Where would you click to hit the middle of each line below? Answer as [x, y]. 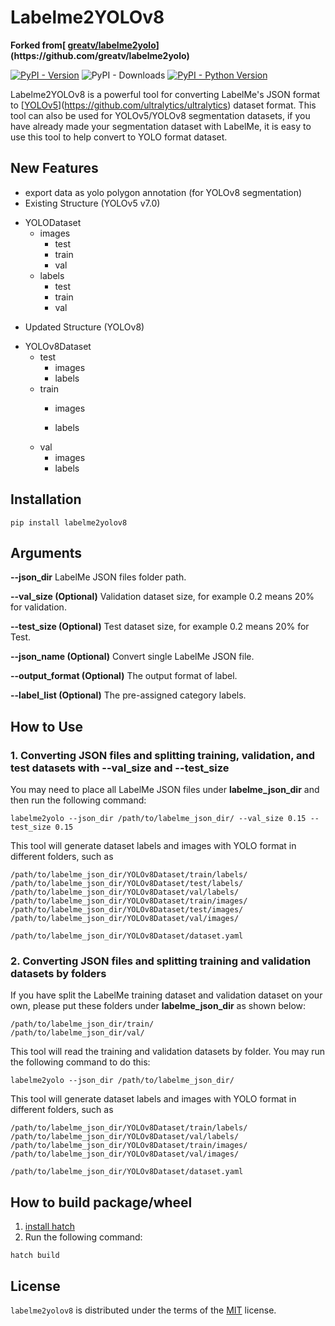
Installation [46, 499]
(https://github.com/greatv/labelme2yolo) [100, 55]
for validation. [38, 607]
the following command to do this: [80, 1062]
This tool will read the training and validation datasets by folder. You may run [168, 1052]
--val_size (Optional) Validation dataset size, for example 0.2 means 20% [162, 597]
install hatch [49, 1227]
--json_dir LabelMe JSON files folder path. [98, 577]
